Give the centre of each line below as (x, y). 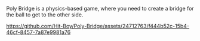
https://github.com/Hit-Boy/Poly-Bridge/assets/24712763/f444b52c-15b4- (98, 26)
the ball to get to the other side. (45, 15)
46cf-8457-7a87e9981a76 (39, 32)
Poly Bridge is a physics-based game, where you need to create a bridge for (100, 8)
